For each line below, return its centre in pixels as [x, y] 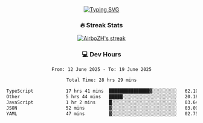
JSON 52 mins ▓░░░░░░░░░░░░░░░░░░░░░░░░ [92, 108]
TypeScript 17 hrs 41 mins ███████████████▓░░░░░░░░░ [92, 91]
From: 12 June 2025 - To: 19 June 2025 [101, 69]
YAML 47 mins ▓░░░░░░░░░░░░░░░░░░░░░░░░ [92, 114]
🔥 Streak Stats [101, 25]
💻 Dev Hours [101, 55]
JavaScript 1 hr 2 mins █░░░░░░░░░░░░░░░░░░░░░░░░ [92, 102]
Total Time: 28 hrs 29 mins [101, 80]
